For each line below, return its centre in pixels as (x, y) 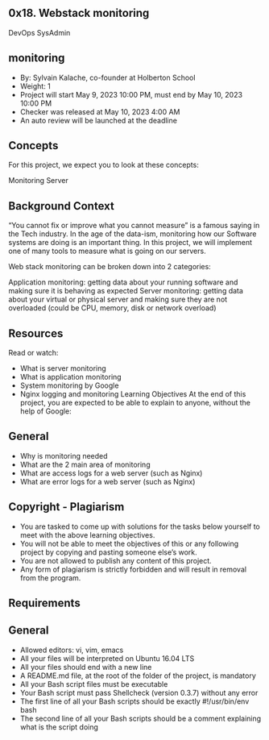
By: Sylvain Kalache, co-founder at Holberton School (108, 77)
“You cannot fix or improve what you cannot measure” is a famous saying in (134, 226)
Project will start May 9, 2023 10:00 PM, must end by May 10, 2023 (131, 94)
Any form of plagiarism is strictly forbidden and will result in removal (133, 569)
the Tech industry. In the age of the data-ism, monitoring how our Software (132, 234)
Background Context (61, 206)
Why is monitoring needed (64, 455)
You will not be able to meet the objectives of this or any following (129, 543)
